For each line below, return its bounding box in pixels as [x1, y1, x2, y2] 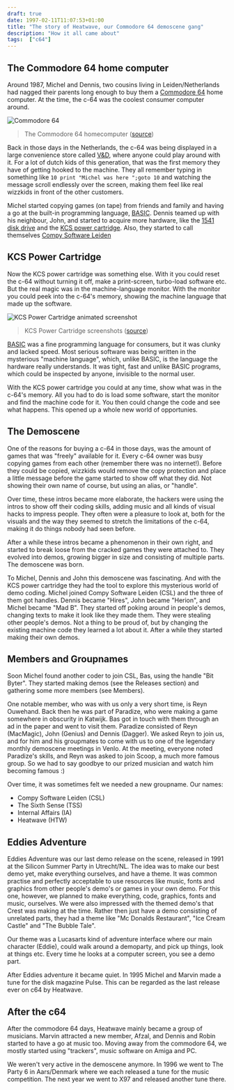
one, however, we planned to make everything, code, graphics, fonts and [7, 892, 217, 900]
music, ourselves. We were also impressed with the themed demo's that [7, 899, 214, 908]
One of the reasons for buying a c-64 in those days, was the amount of [7, 444, 211, 452]
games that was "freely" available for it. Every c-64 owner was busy [7, 451, 203, 460]
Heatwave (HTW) [17, 816, 68, 824]
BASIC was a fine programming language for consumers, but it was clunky [7, 340, 221, 348]
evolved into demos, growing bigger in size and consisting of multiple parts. [7, 553, 225, 561]
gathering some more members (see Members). [7, 687, 145, 695]
